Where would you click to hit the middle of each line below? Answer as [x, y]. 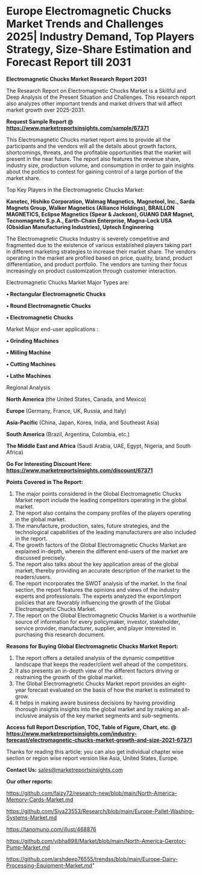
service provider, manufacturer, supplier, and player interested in [95, 628]
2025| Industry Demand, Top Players [100, 37]
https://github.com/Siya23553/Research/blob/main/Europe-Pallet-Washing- [100, 811]
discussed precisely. [40, 557]
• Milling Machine [29, 352]
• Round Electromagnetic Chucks [49, 306]
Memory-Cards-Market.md [40, 799]
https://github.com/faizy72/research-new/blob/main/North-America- [92, 793]
